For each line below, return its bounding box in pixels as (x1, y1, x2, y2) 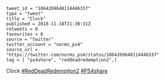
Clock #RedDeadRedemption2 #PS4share (6, 68, 108, 74)
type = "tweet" (6, 11, 44, 16)
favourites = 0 (6, 31, 44, 37)
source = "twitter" (6, 36, 54, 42)
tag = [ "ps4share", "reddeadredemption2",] (6, 57, 117, 63)
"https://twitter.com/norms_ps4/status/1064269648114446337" (6, 52, 160, 58)
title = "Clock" (6, 16, 46, 22)
